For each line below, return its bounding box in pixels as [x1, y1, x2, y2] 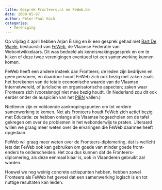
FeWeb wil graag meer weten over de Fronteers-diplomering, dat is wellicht [5, 139, 155, 145]
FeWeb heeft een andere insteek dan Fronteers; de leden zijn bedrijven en [5, 69, 153, 74]
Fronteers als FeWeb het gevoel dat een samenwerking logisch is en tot [5, 174, 148, 180]
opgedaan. [5, 130, 27, 136]
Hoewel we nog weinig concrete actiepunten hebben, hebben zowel [5, 169, 141, 175]
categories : [5, 20, 29, 26]
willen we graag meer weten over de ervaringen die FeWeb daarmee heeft [5, 124, 153, 130]
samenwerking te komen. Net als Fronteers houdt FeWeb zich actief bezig [5, 109, 153, 115]
